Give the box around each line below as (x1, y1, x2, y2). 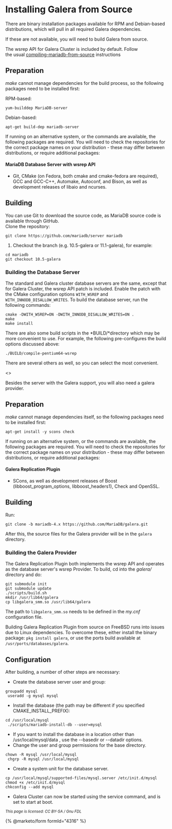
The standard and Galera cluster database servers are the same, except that (5, 280, 167, 286)
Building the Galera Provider (5, 549, 77, 556)
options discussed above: (5, 341, 60, 347)
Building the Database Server (5, 268, 80, 275)
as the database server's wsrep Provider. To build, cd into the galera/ (5, 566, 152, 573)
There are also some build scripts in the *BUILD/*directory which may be (5, 330, 160, 336)
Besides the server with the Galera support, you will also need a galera (5, 380, 155, 386)
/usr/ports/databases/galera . (5, 640, 69, 647)
